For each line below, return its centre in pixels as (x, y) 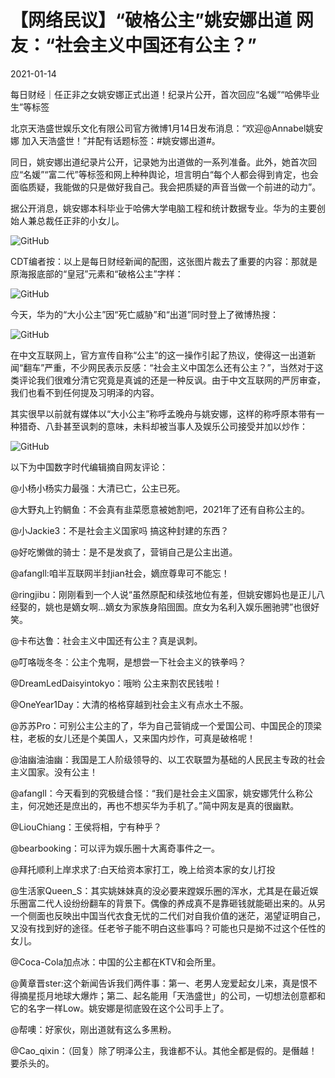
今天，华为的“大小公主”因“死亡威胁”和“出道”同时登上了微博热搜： (144, 314)
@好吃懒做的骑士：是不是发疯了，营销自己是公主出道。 (124, 552)
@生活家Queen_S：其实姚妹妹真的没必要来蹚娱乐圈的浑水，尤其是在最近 (160, 890)
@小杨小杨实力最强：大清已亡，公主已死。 (98, 488)
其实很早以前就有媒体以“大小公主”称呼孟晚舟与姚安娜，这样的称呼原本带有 (163, 413)
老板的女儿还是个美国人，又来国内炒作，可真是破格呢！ (141, 738)
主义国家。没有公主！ (54, 772)
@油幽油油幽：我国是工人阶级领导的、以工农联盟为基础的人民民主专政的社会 (168, 759)
